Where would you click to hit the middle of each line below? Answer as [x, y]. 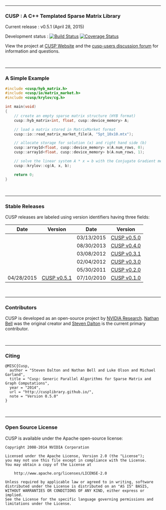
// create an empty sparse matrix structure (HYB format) [75, 116]
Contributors [21, 307]
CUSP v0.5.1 [57, 278]
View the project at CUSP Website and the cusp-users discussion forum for [82, 46]
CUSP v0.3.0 [126, 261]
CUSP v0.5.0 [126, 237]
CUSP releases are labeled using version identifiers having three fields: [77, 217]
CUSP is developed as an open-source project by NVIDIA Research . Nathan [82, 318]
